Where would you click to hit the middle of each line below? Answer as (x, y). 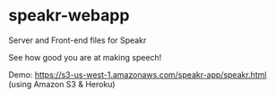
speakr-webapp (69, 16)
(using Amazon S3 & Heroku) (62, 84)
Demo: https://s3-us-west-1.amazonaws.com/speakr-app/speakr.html (138, 74)
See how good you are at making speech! (85, 57)
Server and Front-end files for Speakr (78, 40)
